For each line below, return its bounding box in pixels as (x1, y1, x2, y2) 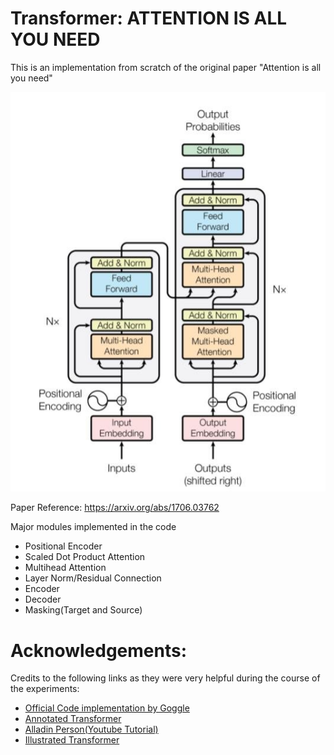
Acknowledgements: (10, 639, 188, 662)
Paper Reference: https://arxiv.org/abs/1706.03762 (10, 502, 220, 514)
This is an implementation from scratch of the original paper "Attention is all (10, 61, 322, 73)
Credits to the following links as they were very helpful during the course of (10, 672, 321, 684)
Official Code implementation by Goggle (24, 702, 190, 714)
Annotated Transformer (24, 713, 122, 725)
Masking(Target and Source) (24, 604, 143, 616)
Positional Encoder (24, 540, 103, 552)
